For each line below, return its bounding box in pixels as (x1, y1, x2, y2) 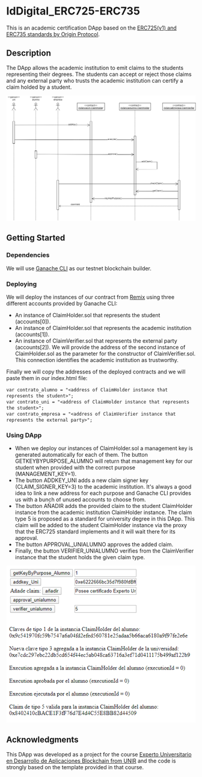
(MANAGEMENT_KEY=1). (14, 471, 77, 478)
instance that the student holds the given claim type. (14, 554, 145, 561)
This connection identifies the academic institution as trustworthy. (14, 356, 179, 363)
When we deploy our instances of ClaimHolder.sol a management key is (14, 445, 194, 452)
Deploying (6, 279, 37, 288)
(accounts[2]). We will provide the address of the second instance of (14, 343, 186, 350)
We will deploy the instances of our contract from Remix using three (6, 293, 175, 300)
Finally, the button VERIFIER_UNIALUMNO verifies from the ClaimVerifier (14, 547, 194, 554)
